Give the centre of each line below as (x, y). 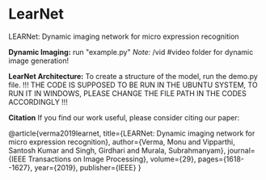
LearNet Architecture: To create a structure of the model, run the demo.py (133, 76)
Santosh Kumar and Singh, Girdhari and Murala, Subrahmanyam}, (117, 150)
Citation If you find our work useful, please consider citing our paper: (124, 117)
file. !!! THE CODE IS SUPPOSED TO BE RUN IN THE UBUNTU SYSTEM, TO (133, 85)
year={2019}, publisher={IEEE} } (88, 167)
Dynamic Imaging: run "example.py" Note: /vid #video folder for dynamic (131, 52)
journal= (242, 150)
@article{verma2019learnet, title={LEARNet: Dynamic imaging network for (132, 133)
